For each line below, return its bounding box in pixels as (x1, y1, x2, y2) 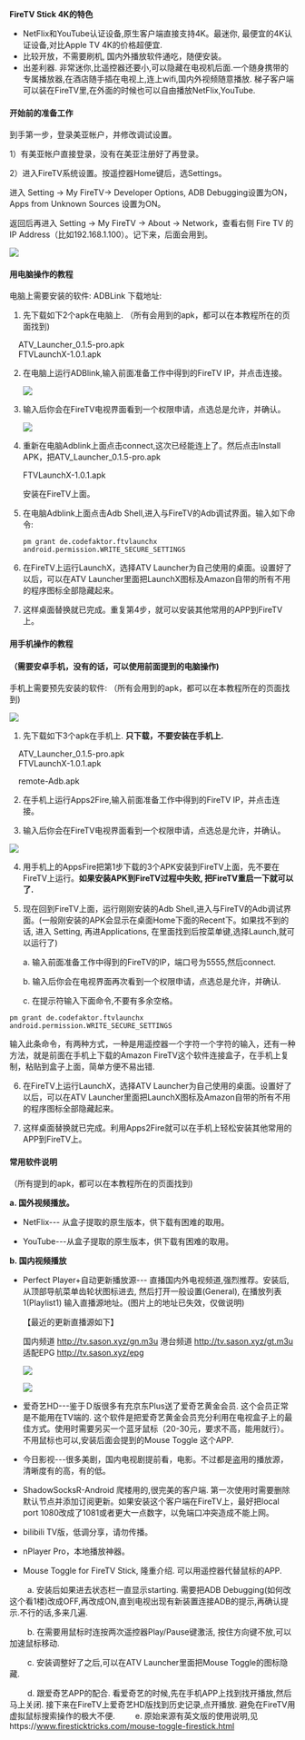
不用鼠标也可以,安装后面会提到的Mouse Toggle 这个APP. (22, 1435, 234, 1446)
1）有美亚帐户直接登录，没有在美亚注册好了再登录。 (9, 149, 204, 160)
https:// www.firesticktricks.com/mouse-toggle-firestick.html (9, 1721, 235, 1732)
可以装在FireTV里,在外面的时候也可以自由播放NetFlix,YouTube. (22, 85, 256, 95)
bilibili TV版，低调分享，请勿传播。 (22, 1527, 152, 1537)
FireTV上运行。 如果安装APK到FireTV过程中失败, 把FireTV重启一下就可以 (22, 873, 294, 884)
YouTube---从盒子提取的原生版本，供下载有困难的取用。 (22, 1236, 234, 1247)
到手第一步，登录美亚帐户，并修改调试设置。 (9, 129, 177, 140)
